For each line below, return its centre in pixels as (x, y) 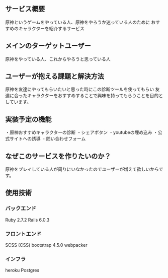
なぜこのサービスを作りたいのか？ (58, 156)
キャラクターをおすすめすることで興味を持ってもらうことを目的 (93, 96)
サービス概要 (25, 9)
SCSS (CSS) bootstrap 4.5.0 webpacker (46, 245)
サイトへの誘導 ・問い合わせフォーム (48, 139)
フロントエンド (23, 234)
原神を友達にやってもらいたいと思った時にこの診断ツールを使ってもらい (80, 89)
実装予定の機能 (28, 119)
